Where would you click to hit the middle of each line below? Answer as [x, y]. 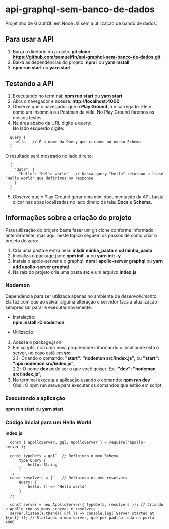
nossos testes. [27, 117]
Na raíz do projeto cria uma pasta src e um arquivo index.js [74, 272]
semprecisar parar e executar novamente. [49, 307]
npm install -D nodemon [38, 322]
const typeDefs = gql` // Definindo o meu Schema [64, 456]
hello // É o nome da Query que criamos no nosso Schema [78, 142]
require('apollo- [127, 443]
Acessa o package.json [37, 342]
